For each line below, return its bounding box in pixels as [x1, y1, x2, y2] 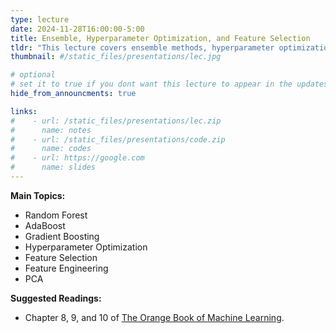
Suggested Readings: [10, 292, 102, 304]
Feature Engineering [24, 262, 109, 274]
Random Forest [24, 209, 88, 221]
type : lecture [10, 14, 70, 25]
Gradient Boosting [24, 230, 100, 242]
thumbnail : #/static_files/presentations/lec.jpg [10, 52, 222, 62]
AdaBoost [24, 219, 66, 231]
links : [10, 106, 38, 116]
